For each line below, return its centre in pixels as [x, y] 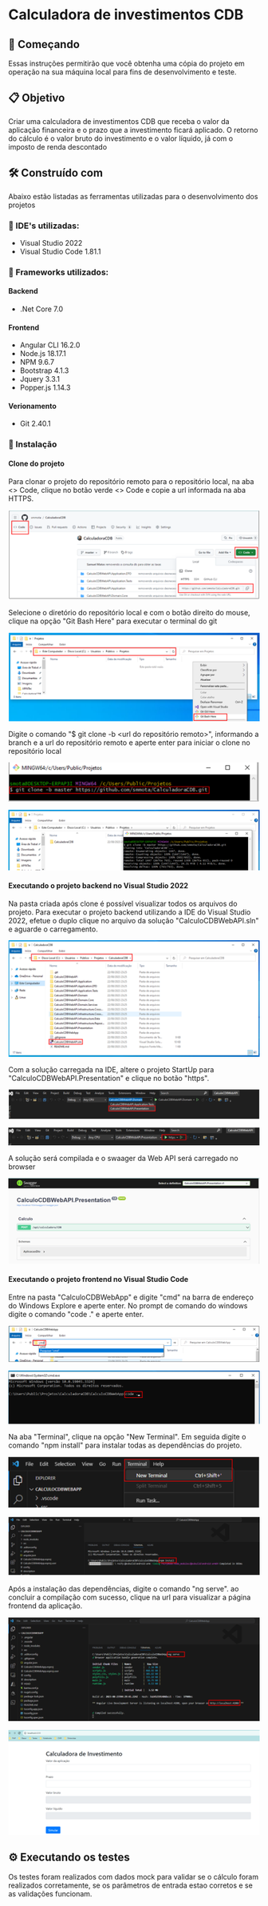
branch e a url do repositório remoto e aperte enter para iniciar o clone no [129, 743]
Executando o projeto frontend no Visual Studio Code [99, 1279]
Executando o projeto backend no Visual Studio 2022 [99, 886]
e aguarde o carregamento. [53, 929]
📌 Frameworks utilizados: [59, 272]
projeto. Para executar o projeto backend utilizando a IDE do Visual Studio [130, 912]
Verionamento [33, 406]
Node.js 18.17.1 [43, 354]
